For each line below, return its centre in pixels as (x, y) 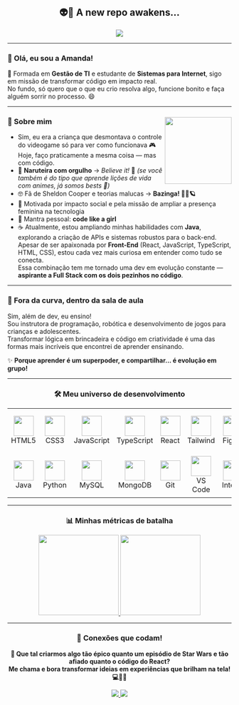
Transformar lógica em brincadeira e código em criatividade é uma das (111, 339)
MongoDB (135, 485)
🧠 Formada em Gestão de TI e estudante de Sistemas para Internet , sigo (115, 73)
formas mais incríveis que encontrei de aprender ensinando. (96, 346)
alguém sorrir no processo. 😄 (51, 96)
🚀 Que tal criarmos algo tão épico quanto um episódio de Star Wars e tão (119, 654)
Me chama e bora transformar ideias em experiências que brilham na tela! (119, 669)
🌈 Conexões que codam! (119, 638)
